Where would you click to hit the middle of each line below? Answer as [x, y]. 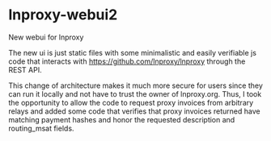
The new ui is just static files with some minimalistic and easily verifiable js [133, 52]
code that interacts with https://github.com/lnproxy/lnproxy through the [127, 61]
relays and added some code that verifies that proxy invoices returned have [134, 111]
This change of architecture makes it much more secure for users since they [135, 85]
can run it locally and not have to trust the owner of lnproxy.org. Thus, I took [135, 93]
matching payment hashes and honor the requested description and [122, 119]
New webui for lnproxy [46, 37]
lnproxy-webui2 [63, 15]
